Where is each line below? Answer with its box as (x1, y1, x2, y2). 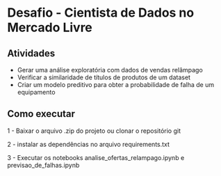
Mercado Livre (7, 19, 92, 35)
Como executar (7, 108, 75, 120)
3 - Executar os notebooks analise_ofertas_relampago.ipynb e (7, 153, 185, 161)
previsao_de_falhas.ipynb (7, 161, 80, 169)
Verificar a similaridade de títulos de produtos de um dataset (17, 73, 191, 81)
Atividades (7, 47, 56, 59)
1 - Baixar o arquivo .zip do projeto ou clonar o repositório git (7, 127, 181, 135)
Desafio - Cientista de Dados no (7, 5, 195, 21)
